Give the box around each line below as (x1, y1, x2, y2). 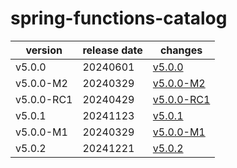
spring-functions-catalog (10, 7, 228, 30)
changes (159, 43, 203, 57)
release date (82, 43, 143, 57)
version (25, 43, 63, 57)
